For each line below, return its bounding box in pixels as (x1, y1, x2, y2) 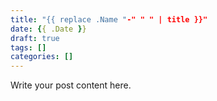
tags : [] (10, 42, 47, 53)
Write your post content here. (10, 79, 132, 91)
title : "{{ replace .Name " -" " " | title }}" (10, 14, 208, 25)
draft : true (10, 33, 60, 43)
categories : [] (10, 52, 74, 62)
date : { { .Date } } (10, 24, 87, 34)
